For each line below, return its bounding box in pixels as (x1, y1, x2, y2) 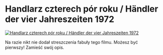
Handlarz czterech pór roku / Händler (5, 3, 159, 15)
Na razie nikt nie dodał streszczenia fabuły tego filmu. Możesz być (5, 39, 138, 45)
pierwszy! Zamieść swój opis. (5, 44, 64, 50)
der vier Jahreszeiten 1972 (5, 14, 114, 25)
